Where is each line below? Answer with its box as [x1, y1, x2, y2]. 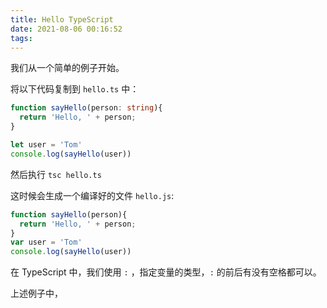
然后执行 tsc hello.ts [10, 168, 102, 180]
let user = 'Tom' [10, 140, 83, 150]
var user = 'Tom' [10, 237, 83, 248]
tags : [10, 33, 33, 43]
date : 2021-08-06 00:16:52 [10, 24, 123, 34]
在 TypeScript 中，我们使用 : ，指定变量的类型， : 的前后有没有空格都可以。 [10, 266, 322, 278]
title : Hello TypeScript [10, 14, 114, 25]
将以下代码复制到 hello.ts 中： [10, 83, 140, 95]
